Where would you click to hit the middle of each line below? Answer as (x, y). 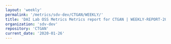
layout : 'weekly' (24, 10)
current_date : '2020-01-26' (35, 33)
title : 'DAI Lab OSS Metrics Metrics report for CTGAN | (67, 19)
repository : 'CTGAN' (27, 29)
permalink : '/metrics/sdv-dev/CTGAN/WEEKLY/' (54, 15)
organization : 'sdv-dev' (32, 24)
